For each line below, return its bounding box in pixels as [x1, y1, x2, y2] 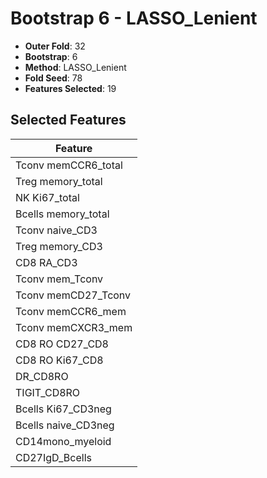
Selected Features [10, 112, 127, 129]
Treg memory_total [15, 174, 103, 188]
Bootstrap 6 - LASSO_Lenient [10, 7, 258, 30]
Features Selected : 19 [24, 82, 117, 94]
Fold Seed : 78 [24, 72, 83, 84]
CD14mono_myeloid [15, 434, 112, 448]
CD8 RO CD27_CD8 [15, 337, 109, 351]
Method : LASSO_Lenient [24, 61, 127, 73]
